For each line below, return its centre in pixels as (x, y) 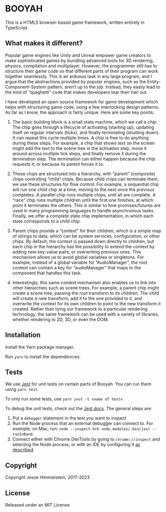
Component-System (26, 87)
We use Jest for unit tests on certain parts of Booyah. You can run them (78, 384)
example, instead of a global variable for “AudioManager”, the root (80, 262)
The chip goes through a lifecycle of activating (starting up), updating (83, 127)
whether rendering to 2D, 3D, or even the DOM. (60, 319)
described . (23, 450)
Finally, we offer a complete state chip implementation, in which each (83, 216)
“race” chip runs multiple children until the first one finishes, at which (83, 200)
